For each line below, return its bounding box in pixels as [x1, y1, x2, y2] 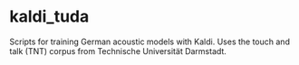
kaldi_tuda [9, 6, 90, 27]
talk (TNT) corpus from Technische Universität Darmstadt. [9, 45, 227, 56]
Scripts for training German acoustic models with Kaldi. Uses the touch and [9, 36, 290, 47]
